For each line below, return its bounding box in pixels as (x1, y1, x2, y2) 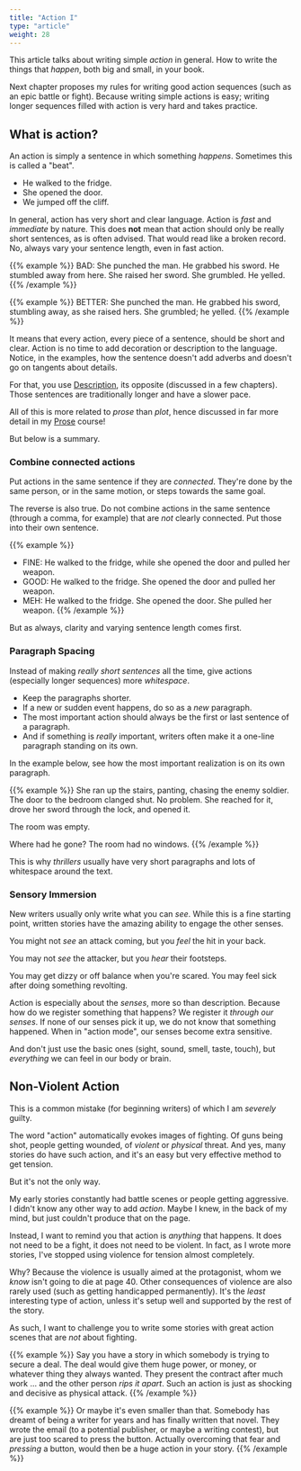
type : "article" (9, 22, 70, 31)
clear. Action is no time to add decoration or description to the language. (9, 343, 278, 354)
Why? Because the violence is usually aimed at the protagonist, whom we (9, 1266, 281, 1278)
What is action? (9, 127, 99, 142)
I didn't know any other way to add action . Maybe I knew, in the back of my (9, 1203, 288, 1214)
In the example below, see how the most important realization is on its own (9, 758, 286, 768)
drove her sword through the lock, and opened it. (9, 803, 191, 814)
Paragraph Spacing (9, 645, 95, 658)
